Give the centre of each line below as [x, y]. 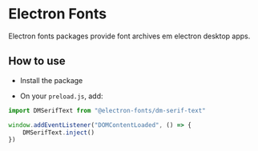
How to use [37, 61]
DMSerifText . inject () [58, 133]
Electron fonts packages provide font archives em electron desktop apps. [129, 36]
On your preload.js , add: [61, 96]
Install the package [51, 80]
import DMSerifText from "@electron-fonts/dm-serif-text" [107, 110]
